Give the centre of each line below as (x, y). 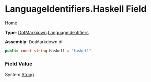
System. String (19, 75)
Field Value (19, 64)
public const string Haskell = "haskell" (48, 51)
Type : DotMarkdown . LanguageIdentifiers (47, 32)
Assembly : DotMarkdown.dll (34, 42)
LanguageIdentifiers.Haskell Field (76, 9)
